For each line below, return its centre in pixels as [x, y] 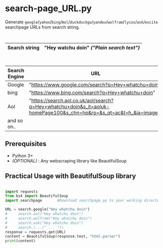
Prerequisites [26, 144]
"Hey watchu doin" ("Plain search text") [92, 48]
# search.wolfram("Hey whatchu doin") [49, 218]
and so [15, 121]
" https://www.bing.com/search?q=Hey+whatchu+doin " [92, 92]
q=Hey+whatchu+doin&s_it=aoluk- [69, 106]
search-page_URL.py [49, 9]
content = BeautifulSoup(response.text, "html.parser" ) [63, 236]
